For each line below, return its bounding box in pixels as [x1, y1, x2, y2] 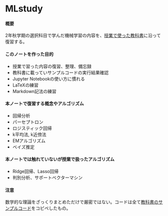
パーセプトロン [12, 118, 43, 125]
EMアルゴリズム [12, 137, 46, 143]
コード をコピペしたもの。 [18, 205, 71, 211]
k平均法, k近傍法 [12, 131, 46, 137]
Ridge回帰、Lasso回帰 [12, 168, 59, 174]
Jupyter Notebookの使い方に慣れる [12, 75, 85, 81]
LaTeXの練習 [12, 82, 38, 88]
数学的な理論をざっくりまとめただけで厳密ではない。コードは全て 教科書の [5, 199, 158, 205]
